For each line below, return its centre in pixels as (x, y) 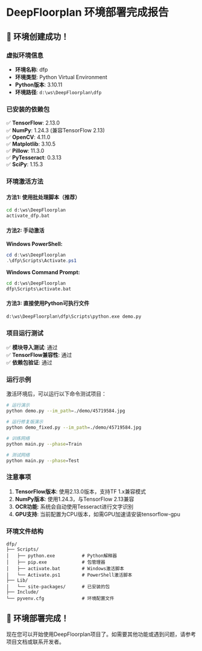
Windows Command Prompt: (43, 272)
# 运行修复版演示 (25, 422)
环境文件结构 (25, 531)
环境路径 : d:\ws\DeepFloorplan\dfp (58, 92)
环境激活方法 (25, 182)
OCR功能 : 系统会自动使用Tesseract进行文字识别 (74, 506)
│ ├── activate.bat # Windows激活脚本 (65, 569)
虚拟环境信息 (25, 55)
